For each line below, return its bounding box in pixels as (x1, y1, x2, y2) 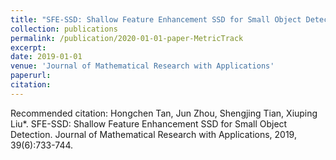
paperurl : (10, 71, 52, 81)
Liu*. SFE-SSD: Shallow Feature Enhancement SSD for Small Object (10, 117, 288, 130)
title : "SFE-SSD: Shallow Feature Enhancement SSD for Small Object (10, 14, 302, 25)
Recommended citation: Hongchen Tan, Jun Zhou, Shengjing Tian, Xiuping (10, 107, 318, 119)
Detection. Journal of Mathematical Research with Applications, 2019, (10, 128, 297, 140)
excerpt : (10, 42, 47, 53)
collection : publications (10, 24, 118, 34)
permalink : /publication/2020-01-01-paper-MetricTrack (10, 33, 244, 43)
